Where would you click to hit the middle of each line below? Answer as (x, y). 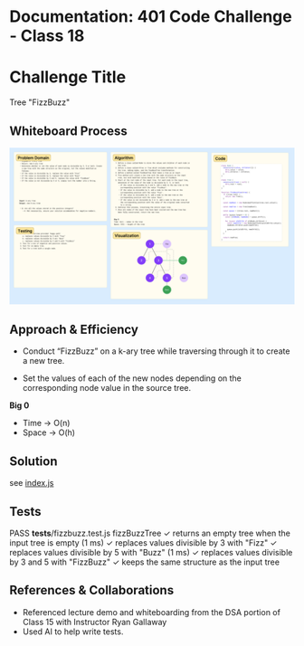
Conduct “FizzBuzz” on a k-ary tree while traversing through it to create (156, 351)
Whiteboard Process (69, 131)
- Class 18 (47, 36)
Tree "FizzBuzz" (40, 102)
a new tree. (43, 361)
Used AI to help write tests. (73, 632)
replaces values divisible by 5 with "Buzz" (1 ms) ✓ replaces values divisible (151, 552)
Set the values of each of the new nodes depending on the (132, 378)
